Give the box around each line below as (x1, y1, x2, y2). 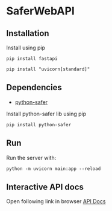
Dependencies (6, 82, 62, 93)
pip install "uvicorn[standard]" (6, 66, 90, 72)
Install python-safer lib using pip (6, 110, 87, 117)
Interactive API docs (6, 182, 84, 192)
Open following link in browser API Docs (6, 198, 106, 205)
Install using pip (6, 44, 46, 51)
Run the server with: (6, 154, 57, 161)
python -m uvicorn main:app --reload (6, 165, 101, 172)
